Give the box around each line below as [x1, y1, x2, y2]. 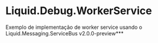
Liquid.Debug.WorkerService [5, 4, 152, 18]
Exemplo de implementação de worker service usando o [5, 24, 143, 31]
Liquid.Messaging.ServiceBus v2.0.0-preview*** [5, 29, 124, 37]
